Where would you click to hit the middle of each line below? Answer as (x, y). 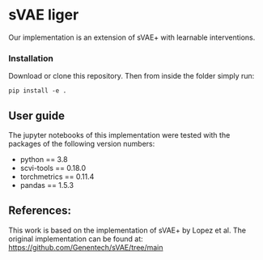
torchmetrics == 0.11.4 (57, 177)
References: (40, 211)
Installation (31, 58)
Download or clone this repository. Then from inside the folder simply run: (131, 76)
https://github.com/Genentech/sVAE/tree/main (86, 247)
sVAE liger (44, 15)
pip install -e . (38, 91)
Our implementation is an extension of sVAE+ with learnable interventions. (132, 37)
